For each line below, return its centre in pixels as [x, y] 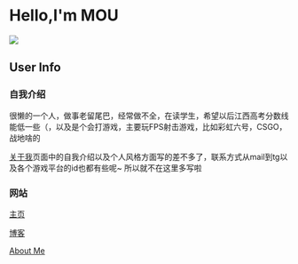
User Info [35, 68]
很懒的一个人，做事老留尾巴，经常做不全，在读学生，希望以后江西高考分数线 [149, 116]
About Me [27, 251]
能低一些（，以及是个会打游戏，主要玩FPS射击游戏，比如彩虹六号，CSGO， [148, 126]
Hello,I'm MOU [64, 16]
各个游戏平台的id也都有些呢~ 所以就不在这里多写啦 [109, 168]
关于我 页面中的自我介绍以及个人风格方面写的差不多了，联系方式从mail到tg [145, 156]
